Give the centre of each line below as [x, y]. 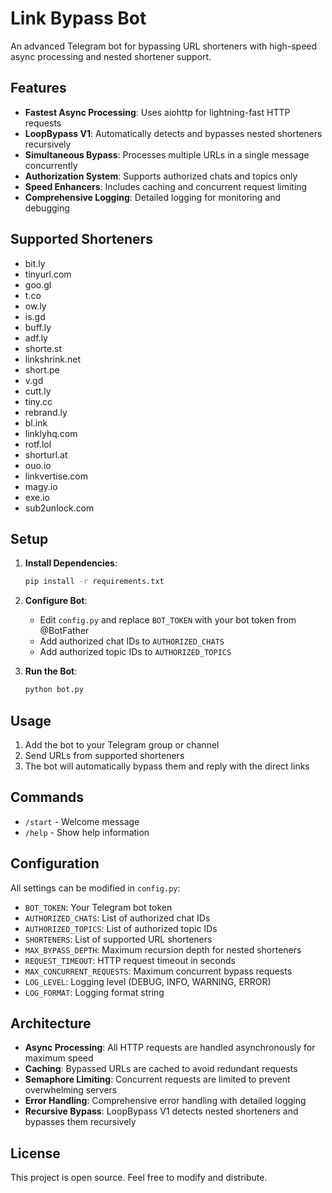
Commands [47, 797]
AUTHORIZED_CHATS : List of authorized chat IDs [117, 918]
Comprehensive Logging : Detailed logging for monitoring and [152, 197]
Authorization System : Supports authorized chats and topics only [161, 176]
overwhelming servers [71, 1090]
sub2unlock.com [59, 508]
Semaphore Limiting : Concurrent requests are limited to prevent [157, 1079]
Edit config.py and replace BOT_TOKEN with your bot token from [168, 620]
